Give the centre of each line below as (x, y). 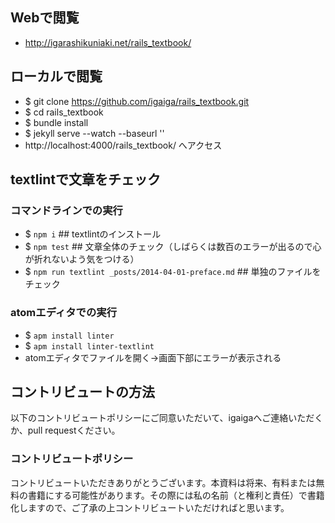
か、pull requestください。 (65, 430)
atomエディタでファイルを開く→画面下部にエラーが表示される (153, 357)
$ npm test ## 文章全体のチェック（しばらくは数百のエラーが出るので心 (173, 247)
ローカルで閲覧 (56, 76)
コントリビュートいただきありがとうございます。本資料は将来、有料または (163, 482)
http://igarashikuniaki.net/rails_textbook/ (108, 42)
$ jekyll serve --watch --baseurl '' (94, 133)
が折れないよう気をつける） (82, 259)
